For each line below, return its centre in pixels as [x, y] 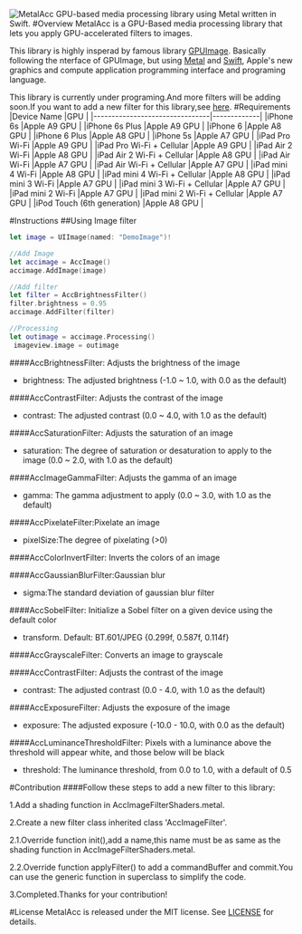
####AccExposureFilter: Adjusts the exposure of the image [120, 708]
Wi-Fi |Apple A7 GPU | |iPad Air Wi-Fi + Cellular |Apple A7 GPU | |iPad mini [148, 164]
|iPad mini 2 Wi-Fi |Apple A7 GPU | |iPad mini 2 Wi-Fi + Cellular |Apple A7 [146, 193]
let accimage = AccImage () [60, 262]
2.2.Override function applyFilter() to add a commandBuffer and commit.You [151, 867]
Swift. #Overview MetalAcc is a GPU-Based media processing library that [146, 24]
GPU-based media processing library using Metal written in [166, 14]
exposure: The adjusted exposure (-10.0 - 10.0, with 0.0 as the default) [154, 725]
